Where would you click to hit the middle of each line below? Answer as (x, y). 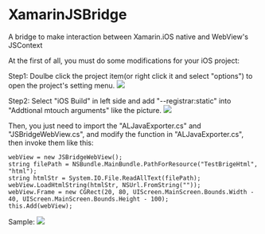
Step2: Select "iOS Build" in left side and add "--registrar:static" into (120, 100)
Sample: (22, 221)
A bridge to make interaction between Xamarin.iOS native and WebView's (129, 37)
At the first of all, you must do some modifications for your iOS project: (124, 60)
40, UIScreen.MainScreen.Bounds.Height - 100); (89, 199)
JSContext (25, 45)
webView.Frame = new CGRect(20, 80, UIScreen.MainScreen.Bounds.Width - (131, 192)
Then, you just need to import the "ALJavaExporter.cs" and (105, 126)
